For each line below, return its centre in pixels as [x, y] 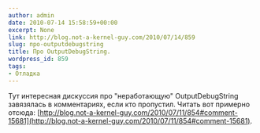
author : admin [32, 15]
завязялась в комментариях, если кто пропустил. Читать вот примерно [129, 104]
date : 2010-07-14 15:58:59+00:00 [63, 23]
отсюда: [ [24, 112]
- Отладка [24, 74]
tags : [17, 66]
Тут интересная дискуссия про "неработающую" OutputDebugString [123, 95]
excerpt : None [32, 30]
